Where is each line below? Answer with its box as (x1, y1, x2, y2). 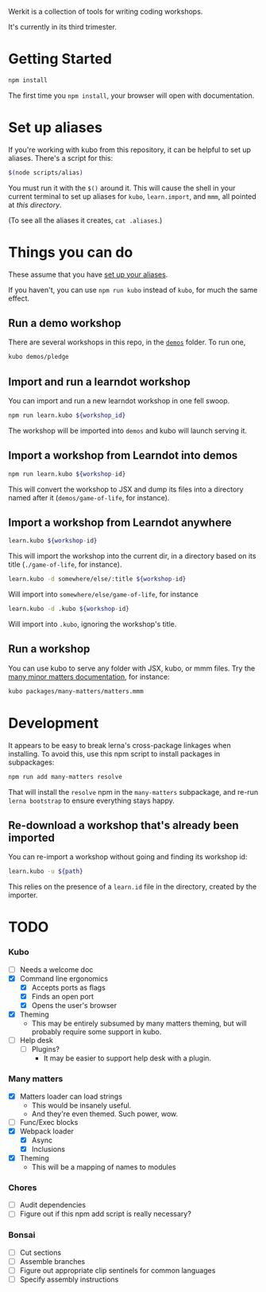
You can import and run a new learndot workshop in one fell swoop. (8, 396, 230, 406)
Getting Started (8, 50, 113, 68)
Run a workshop (8, 642, 91, 656)
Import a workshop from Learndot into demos (8, 449, 238, 462)
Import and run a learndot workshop (8, 375, 191, 388)
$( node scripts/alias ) (8, 169, 83, 177)
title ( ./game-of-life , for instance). (8, 560, 122, 570)
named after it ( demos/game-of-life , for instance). (8, 492, 170, 502)
